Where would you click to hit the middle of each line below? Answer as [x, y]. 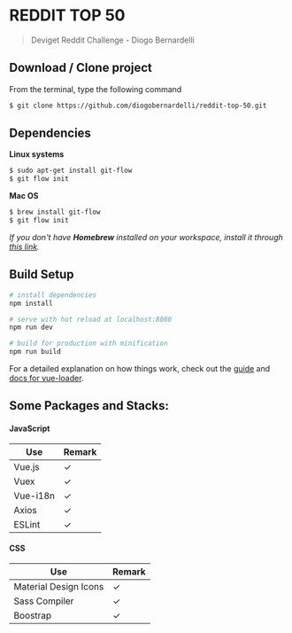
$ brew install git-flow [55, 212]
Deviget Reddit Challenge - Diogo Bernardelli [112, 40]
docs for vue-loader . [46, 378]
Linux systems [37, 154]
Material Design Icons [59, 586]
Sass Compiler [44, 601]
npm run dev [31, 328]
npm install [31, 303]
